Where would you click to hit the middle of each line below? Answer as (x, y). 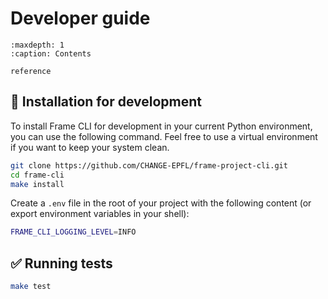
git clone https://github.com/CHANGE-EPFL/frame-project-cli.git (149, 165)
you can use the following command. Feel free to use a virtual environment (164, 136)
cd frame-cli (37, 175)
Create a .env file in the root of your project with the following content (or (161, 203)
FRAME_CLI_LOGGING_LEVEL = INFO (73, 232)
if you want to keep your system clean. (90, 147)
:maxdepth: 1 (37, 45)
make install (37, 184)
